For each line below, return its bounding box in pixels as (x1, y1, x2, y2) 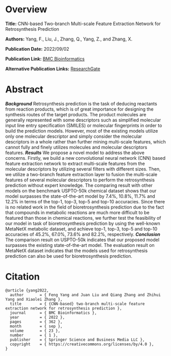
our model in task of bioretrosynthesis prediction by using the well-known (5, 220, 161, 226)
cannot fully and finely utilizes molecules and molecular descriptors (5, 144, 148, 150)
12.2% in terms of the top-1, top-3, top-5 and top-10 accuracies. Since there (5, 198, 165, 204)
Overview (5, 4, 47, 15)
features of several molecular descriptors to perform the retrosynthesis (5, 177, 155, 183)
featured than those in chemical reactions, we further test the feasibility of (5, 215, 162, 221)
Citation (5, 271, 40, 283)
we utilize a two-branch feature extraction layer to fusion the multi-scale (5, 171, 157, 177)
